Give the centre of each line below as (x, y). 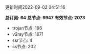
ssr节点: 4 (22, 40)
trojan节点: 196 (27, 28)
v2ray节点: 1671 (28, 34)
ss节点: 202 (24, 46)
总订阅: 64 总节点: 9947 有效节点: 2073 (45, 18)
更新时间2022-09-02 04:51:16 (35, 7)
